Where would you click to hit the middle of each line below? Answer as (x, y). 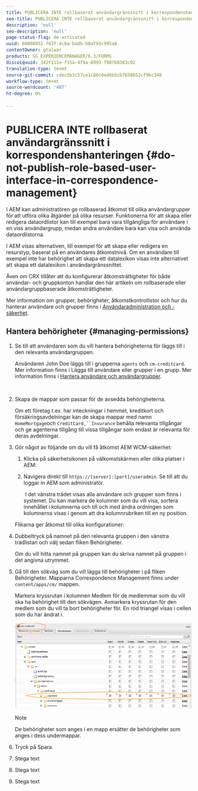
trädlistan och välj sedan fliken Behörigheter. (69, 542)
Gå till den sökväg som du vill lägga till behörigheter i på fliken (90, 571)
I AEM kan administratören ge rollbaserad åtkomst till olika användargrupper (98, 209)
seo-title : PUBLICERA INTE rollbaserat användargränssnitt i (83, 19)
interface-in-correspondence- (82, 180)
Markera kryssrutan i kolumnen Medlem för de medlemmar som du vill (100, 596)
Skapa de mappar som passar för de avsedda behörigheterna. (90, 399)
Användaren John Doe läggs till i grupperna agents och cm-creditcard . (100, 364)
